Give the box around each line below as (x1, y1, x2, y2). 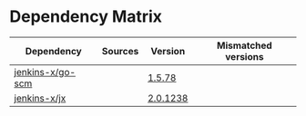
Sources (101, 44, 139, 57)
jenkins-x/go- (14, 65, 76, 78)
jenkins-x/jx (14, 92, 66, 104)
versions (225, 50, 264, 63)
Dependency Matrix (9, 6, 162, 27)
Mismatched (217, 39, 273, 52)
